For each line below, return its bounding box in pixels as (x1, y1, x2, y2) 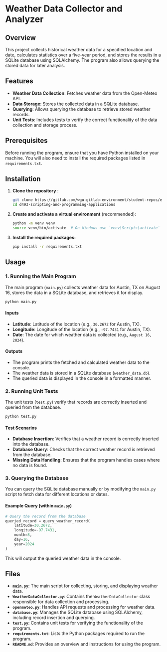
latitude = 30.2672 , (14, 523, 52, 528)
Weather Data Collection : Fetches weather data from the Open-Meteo (12, 90, 158, 96)
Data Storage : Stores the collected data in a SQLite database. (12, 101, 139, 107)
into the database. (12, 441, 50, 447)
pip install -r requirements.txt (12, 244, 82, 249)
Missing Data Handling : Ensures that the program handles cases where (12, 457, 160, 463)
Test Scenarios (5, 425, 37, 431)
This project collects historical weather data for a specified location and (5, 47, 153, 52)
